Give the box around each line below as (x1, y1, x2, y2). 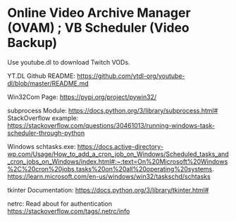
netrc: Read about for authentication (7, 199, 113, 208)
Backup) (7, 35, 58, 51)
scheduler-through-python (7, 129, 85, 137)
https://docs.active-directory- (77, 142, 164, 150)
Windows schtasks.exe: (7, 142, 76, 150)
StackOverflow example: (7, 114, 79, 122)
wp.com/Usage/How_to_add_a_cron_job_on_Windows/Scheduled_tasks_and (7, 150, 229, 158)
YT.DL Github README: (7, 72, 76, 80)
